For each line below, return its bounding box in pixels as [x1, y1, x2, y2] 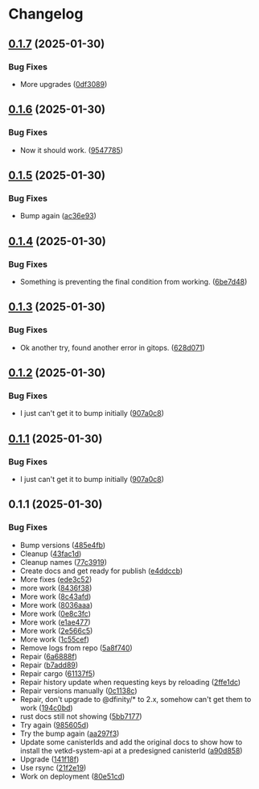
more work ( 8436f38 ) [19, 583, 92, 592]
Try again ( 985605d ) [19, 720, 89, 729]
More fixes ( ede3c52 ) [19, 574, 92, 584]
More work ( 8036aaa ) [19, 600, 93, 609]
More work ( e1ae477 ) [19, 617, 91, 627]
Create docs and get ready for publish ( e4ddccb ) [19, 566, 183, 575]
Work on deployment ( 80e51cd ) [19, 771, 125, 781]
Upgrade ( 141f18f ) [19, 754, 80, 764]
